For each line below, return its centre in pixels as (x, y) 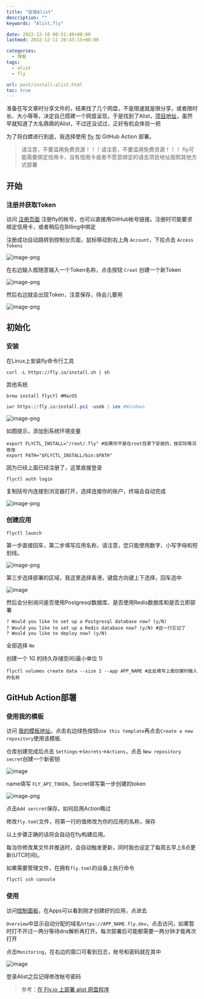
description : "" (27, 18)
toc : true (19, 90)
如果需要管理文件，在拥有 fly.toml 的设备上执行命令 (70, 868)
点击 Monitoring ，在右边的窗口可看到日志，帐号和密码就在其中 (84, 951)
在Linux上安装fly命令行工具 (40, 361)
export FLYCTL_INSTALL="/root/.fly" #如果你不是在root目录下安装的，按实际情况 (101, 443)
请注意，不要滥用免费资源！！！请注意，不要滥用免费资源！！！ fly (105, 149)
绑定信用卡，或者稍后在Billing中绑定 (51, 227)
